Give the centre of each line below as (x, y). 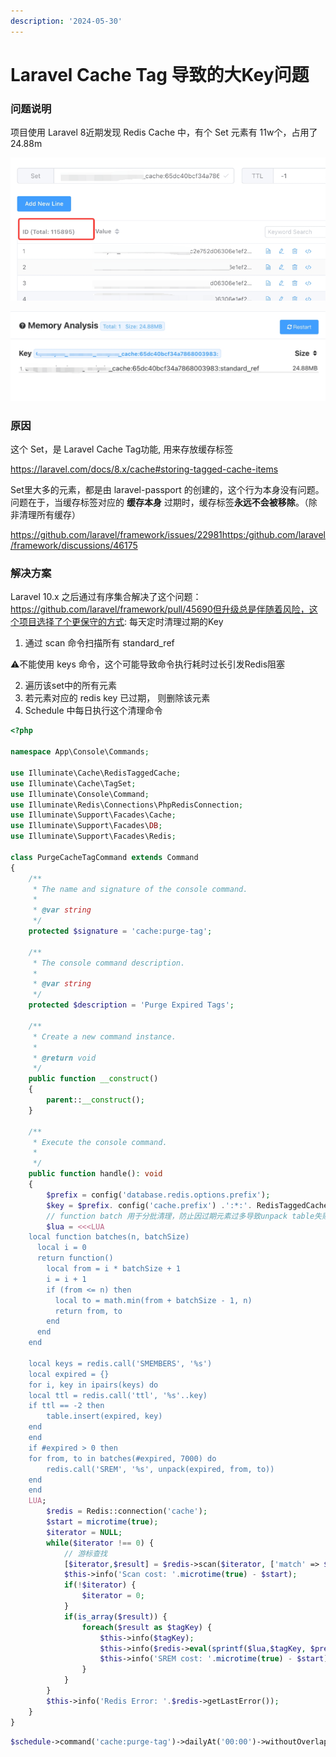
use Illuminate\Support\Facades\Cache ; (93, 815)
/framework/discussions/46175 (74, 546)
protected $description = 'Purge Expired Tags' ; (131, 1005)
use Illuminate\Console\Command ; (80, 794)
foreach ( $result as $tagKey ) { (147, 1627)
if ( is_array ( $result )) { (115, 1616)
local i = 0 (61, 1248)
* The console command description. (109, 963)
